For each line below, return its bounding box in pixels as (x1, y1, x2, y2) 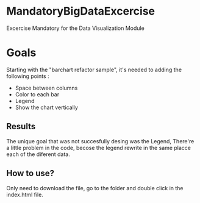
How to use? (6, 168, 55, 179)
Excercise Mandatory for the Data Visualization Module (6, 24, 145, 32)
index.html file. (6, 191, 44, 198)
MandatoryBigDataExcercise (6, 4, 155, 18)
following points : (6, 72, 50, 80)
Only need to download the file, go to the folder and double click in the (6, 184, 184, 191)
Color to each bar (15, 90, 60, 98)
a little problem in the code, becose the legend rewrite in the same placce (6, 144, 191, 151)
